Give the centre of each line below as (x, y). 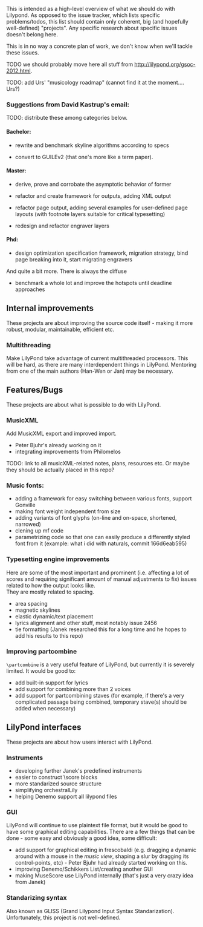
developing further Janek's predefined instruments (78, 771)
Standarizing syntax (37, 898)
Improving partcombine (42, 651)
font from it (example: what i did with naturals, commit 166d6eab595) (101, 543)
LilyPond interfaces (44, 728)
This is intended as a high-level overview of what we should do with (91, 9)
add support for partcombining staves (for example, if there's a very (99, 696)
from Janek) (30, 882)
